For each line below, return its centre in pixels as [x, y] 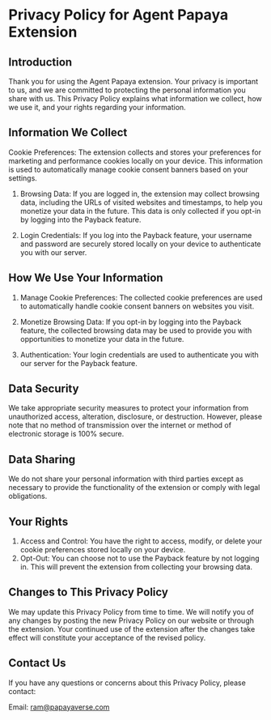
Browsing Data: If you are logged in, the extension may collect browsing [140, 194]
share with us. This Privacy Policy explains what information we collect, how [135, 98]
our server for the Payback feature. [78, 363]
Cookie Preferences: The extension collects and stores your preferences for [135, 152]
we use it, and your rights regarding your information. [97, 107]
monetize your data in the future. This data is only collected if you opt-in [140, 211]
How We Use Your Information [86, 278]
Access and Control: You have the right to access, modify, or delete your [141, 541]
